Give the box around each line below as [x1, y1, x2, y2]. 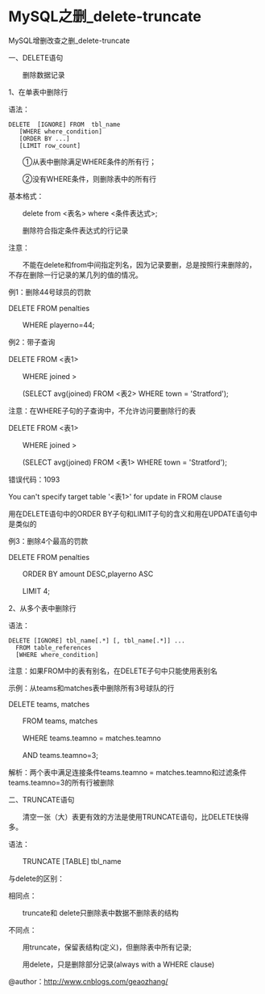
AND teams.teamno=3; [22, 750, 99, 760]
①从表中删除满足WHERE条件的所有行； [22, 157, 157, 166]
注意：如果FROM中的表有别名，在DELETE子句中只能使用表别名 [8, 666, 217, 676]
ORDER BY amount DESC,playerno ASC [22, 569, 154, 579]
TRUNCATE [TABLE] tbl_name [22, 856, 122, 866]
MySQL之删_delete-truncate [8, 7, 202, 26]
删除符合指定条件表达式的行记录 [22, 225, 129, 235]
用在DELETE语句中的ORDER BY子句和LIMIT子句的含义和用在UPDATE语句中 [8, 508, 258, 518]
